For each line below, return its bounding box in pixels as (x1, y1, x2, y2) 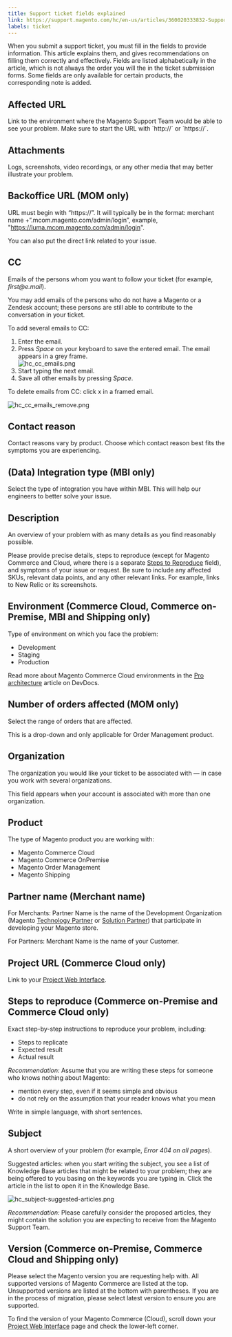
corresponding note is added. (8, 79, 92, 87)
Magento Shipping (17, 870, 71, 879)
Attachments (8, 144, 65, 156)
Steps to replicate (17, 1038, 68, 1046)
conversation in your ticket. (8, 310, 85, 319)
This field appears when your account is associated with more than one (8, 789, 211, 798)
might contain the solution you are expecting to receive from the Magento (8, 1215, 217, 1224)
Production (17, 657, 50, 666)
